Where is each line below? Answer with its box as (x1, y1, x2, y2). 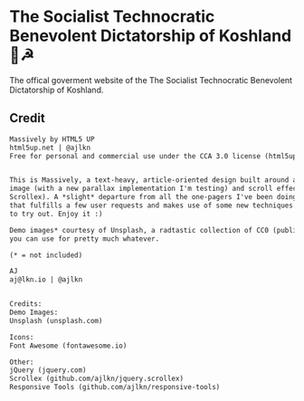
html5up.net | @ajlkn (9, 143, 91, 152)
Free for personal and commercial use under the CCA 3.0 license (9, 151, 261, 160)
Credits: (9, 300, 43, 309)
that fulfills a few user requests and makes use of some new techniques (9, 201, 294, 210)
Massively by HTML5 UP (9, 134, 95, 144)
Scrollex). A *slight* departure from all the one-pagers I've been (9, 193, 273, 202)
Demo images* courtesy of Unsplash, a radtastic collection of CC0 (9, 225, 270, 234)
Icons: (9, 332, 34, 341)
